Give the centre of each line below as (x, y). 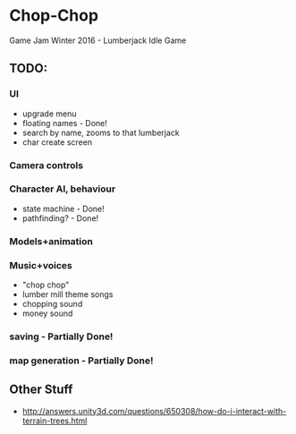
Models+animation (51, 241)
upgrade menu (50, 114)
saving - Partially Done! (61, 336)
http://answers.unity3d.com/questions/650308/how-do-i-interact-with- (154, 411)
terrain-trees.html (55, 421)
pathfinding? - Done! (60, 218)
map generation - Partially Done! (81, 361)
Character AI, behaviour (63, 189)
